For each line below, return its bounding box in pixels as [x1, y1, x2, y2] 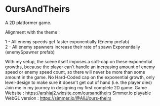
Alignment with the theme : [5, 29, 60, 35]
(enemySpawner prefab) [5, 49, 55, 55]
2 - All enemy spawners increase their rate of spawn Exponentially [5, 44, 141, 50]
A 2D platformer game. [5, 20, 52, 26]
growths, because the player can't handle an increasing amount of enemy [5, 64, 156, 70]
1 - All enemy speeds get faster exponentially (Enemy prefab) [5, 38, 129, 45]
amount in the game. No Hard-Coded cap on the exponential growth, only [5, 74, 155, 80]
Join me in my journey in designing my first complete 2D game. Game [5, 84, 147, 90]
